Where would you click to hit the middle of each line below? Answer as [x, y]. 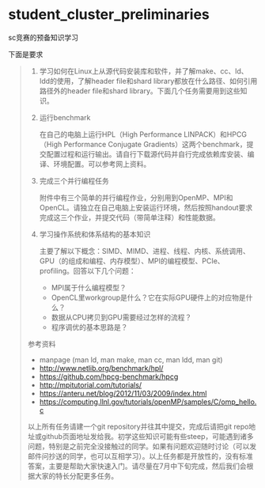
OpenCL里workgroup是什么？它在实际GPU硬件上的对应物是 [149, 297]
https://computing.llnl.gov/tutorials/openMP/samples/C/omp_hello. [148, 402]
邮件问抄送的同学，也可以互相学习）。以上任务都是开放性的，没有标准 [140, 456]
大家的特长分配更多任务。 [76, 475]
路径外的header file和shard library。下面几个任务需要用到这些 [140, 91]
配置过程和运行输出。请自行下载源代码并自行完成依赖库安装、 [147, 154]
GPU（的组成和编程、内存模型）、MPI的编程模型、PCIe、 [132, 261]
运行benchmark [65, 117]
